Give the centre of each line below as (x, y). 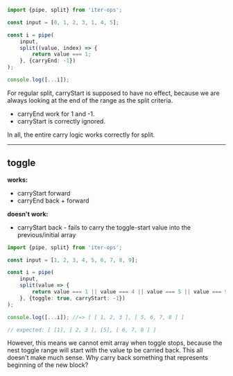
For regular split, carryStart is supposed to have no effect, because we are (113, 93)
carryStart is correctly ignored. (61, 121)
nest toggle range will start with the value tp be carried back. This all (105, 350)
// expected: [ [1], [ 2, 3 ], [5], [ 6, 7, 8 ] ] (82, 330)
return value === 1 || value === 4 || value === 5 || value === (127, 292)
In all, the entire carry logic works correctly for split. (81, 135)
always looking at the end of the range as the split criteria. (90, 100)
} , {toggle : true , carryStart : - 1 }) (73, 298)
